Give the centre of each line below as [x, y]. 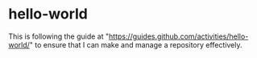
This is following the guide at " [59, 36]
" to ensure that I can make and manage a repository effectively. [136, 44]
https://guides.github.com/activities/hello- [178, 36]
